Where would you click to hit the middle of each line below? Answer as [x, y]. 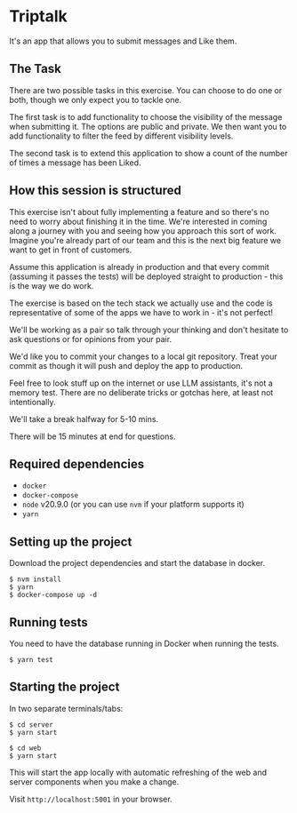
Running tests [49, 622]
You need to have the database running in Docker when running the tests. [144, 643]
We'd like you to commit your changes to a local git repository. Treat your [143, 356]
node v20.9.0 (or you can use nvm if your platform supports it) [133, 505]
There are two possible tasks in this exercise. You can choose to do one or [146, 90]
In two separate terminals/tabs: [66, 708]
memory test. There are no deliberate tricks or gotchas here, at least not [141, 392]
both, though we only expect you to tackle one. [96, 100]
